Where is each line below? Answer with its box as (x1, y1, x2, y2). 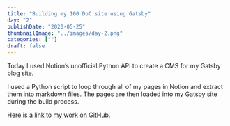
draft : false (7, 42, 45, 49)
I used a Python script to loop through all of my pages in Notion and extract (7, 83, 223, 90)
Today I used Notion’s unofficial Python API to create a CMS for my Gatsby (7, 62, 221, 70)
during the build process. (7, 97, 79, 105)
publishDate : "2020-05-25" (7, 23, 86, 30)
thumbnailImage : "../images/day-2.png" (7, 29, 123, 37)
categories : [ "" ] (7, 36, 58, 43)
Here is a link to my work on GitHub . (7, 111, 111, 119)
